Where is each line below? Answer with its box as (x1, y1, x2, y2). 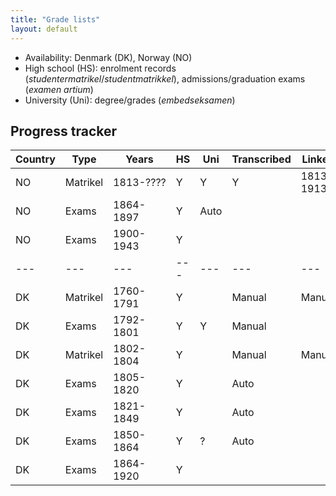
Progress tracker (10, 122, 118, 140)
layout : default (10, 24, 78, 34)
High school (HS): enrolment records (24, 62, 177, 74)
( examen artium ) (24, 83, 94, 95)
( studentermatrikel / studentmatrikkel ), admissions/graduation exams (24, 72, 306, 85)
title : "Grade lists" (10, 14, 101, 25)
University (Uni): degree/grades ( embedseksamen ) (24, 94, 236, 106)
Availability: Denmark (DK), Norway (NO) (24, 51, 193, 63)
